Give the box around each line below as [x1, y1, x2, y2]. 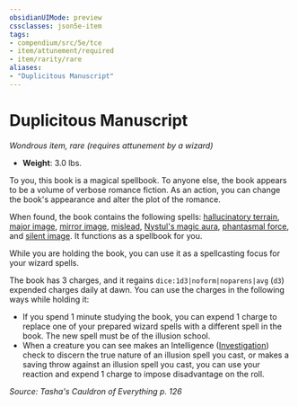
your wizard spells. [9, 257, 79, 268]
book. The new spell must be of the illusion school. [22, 330, 211, 341]
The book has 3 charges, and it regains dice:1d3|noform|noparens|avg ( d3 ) [9, 275, 285, 286]
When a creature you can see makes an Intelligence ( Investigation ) [22, 340, 269, 350]
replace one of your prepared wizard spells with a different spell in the [22, 321, 283, 331]
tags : [9, 30, 30, 39]
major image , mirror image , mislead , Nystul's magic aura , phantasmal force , [9, 221, 290, 232]
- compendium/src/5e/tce [9, 38, 102, 48]
